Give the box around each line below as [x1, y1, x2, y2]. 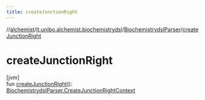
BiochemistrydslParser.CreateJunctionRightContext [6, 87, 135, 94]
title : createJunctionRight [6, 9, 78, 15]
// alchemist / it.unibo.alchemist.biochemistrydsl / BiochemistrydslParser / [6, 26, 183, 33]
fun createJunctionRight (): [6, 80, 73, 87]
